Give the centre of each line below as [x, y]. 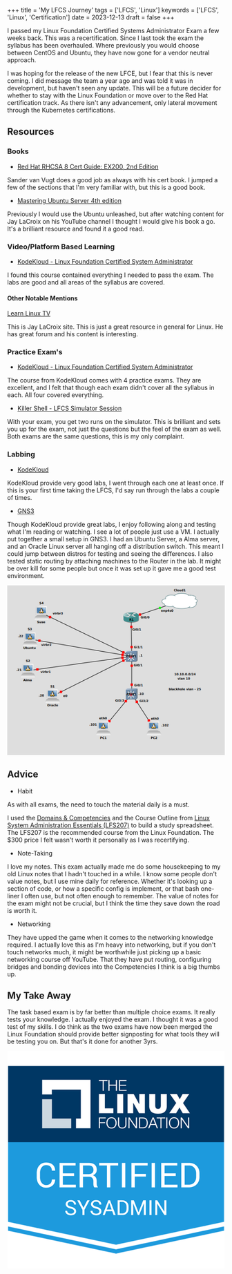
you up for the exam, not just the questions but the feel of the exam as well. [115, 429]
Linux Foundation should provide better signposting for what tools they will [113, 1034]
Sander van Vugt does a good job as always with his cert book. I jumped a [113, 180]
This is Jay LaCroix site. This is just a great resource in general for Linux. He [115, 327]
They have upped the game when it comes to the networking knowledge [110, 937]
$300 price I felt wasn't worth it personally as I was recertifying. [98, 840]
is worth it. [22, 910]
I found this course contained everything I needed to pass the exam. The [110, 275]
